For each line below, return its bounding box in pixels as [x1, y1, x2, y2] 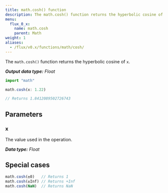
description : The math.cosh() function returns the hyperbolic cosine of [5, 12, 163, 17]
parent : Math [14, 31, 42, 36]
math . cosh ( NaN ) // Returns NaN [5, 183, 73, 188]
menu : [5, 17, 17, 22]
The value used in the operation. [5, 136, 72, 142]
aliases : [5, 40, 24, 45]
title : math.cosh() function [5, 7, 66, 13]
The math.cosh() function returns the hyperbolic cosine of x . [5, 58, 130, 64]
